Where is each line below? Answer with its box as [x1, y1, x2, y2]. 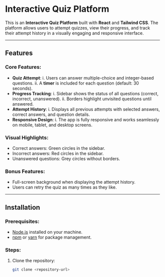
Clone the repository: [12, 258, 55, 264]
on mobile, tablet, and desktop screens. [12, 122, 92, 128]
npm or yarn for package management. [12, 234, 92, 240]
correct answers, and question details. [12, 111, 90, 117]
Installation [5, 203, 40, 212]
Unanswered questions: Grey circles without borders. [12, 156, 120, 162]
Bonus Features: [5, 168, 45, 175]
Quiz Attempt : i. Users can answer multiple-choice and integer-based [12, 75, 154, 81]
